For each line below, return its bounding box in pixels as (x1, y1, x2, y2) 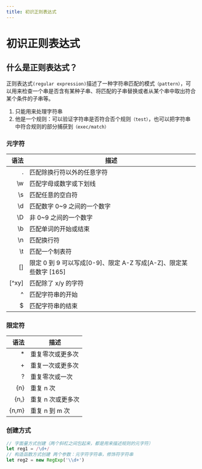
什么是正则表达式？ (6, 63, 78, 73)
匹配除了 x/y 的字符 (29, 279, 84, 287)
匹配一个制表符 (29, 247, 72, 255)
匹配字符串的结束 (29, 301, 78, 310)
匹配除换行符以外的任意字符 (29, 168, 108, 176)
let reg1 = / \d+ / (6, 446, 50, 452)
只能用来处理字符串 (14, 107, 63, 115)
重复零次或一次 (30, 372, 73, 381)
